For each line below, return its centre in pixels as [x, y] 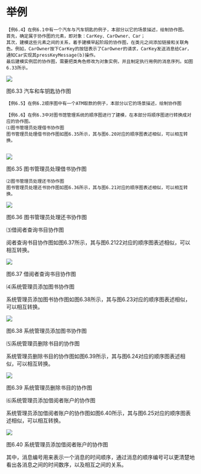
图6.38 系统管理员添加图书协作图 [47, 330]
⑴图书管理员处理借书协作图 [35, 127]
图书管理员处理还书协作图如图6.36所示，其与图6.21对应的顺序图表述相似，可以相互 [95, 187]
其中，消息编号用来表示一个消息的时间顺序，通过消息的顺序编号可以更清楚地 [100, 457]
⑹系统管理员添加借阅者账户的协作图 [51, 400]
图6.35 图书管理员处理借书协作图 [46, 169]
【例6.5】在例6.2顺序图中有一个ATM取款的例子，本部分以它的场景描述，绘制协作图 [94, 103]
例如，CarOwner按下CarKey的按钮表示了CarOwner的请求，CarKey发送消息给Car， [103, 48]
